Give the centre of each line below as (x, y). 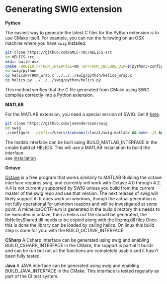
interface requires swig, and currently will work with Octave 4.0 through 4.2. (83, 182)
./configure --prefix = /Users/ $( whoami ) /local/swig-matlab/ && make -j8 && (84, 133)
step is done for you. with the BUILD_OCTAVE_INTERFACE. (65, 230)
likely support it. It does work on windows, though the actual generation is (81, 198)
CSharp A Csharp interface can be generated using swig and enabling (77, 240)
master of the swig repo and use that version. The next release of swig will (82, 193)
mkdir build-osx (22, 62)
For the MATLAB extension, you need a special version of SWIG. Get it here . (83, 114)
